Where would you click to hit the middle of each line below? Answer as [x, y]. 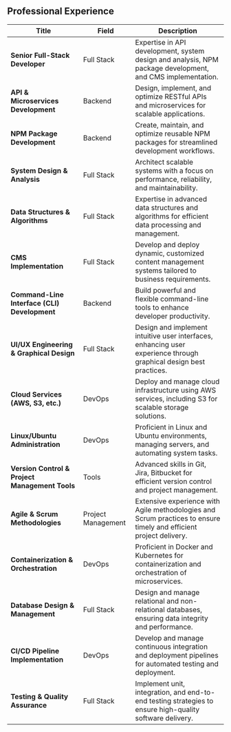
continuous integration [172, 647]
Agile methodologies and [175, 510]
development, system [170, 51]
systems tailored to [166, 270]
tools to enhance [162, 307]
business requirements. [173, 279]
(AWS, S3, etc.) [36, 403]
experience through [167, 353]
